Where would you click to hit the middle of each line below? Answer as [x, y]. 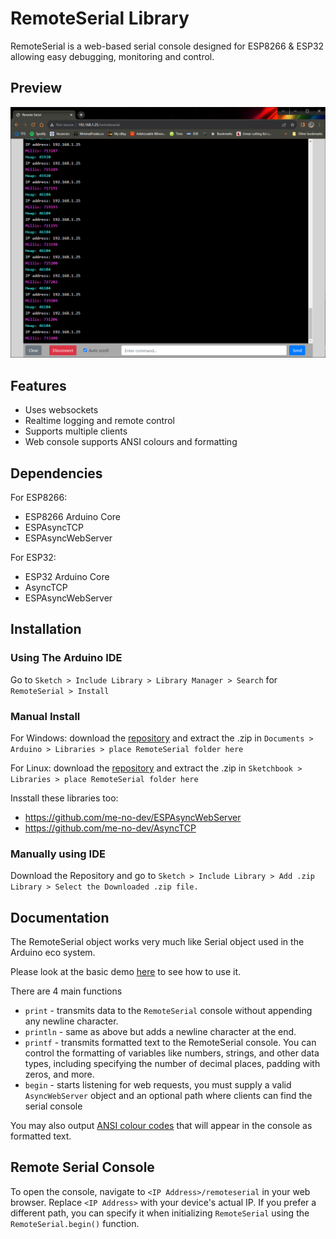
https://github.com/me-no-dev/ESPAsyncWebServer [133, 817]
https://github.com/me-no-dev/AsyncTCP [110, 828]
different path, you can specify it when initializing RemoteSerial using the [160, 1213]
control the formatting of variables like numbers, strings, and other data [172, 1053]
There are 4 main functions [66, 991]
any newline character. [71, 1021]
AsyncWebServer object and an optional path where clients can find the [168, 1096]
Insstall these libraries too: [64, 798]
